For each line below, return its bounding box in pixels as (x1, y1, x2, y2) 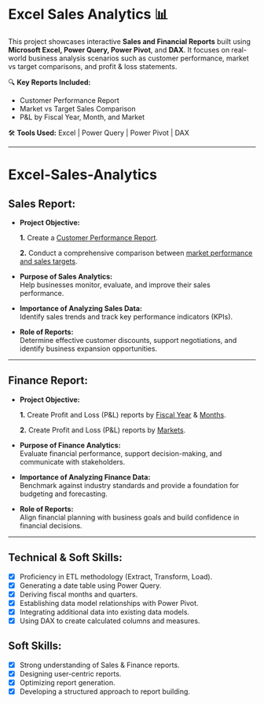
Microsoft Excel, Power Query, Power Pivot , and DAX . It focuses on (8, 45, 230, 54)
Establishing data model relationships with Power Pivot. (19, 598, 199, 607)
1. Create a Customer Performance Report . (19, 232, 159, 243)
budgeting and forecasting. (19, 489, 108, 498)
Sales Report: (8, 197, 76, 210)
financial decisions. (19, 520, 82, 530)
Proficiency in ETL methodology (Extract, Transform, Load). (19, 571, 213, 581)
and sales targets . (19, 256, 78, 266)
